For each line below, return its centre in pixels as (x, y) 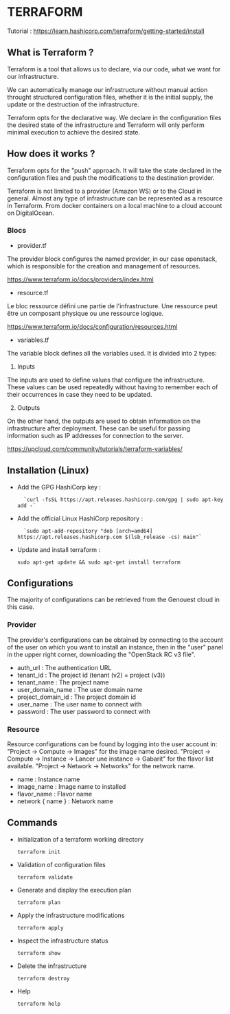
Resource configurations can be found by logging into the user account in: (112, 744)
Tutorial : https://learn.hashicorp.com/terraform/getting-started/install (106, 31)
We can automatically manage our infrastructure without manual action (107, 89)
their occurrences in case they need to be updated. (80, 394)
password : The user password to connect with (84, 711)
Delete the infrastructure (52, 966)
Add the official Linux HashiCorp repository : (80, 518)
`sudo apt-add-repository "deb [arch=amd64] (88, 531)
